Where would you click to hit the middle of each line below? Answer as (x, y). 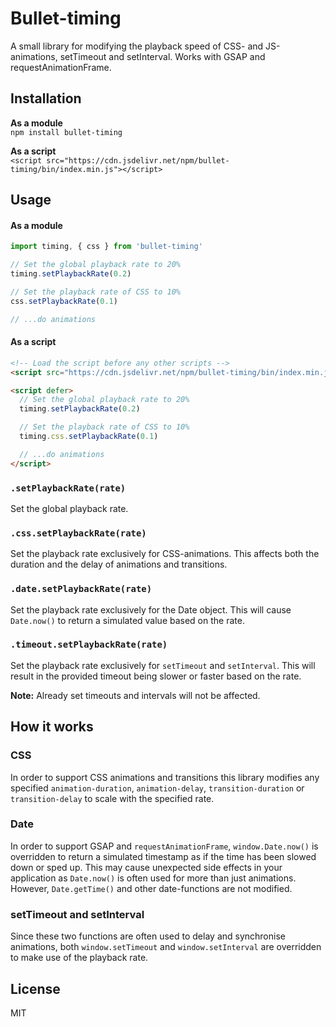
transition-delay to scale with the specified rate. (112, 798)
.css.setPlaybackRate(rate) (78, 533)
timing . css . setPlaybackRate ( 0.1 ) (89, 437)
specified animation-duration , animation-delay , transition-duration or (157, 788)
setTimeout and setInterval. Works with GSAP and (162, 56)
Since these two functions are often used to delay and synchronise (148, 936)
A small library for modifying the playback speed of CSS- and (137, 46)
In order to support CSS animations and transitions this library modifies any (165, 777)
